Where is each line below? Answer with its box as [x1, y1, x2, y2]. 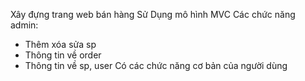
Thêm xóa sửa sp [24, 39, 97, 50]
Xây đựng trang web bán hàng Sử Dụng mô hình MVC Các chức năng [10, 9, 296, 20]
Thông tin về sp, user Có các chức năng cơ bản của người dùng [24, 60, 288, 71]
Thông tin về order [24, 49, 102, 61]
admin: [10, 19, 39, 31]
